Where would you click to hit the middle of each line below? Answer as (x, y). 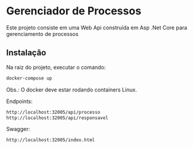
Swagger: (18, 129)
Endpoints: (19, 101)
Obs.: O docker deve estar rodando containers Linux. (72, 89)
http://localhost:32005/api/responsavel (58, 118)
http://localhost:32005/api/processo (53, 112)
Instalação (26, 53)
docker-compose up (29, 78)
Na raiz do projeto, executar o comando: (56, 67)
